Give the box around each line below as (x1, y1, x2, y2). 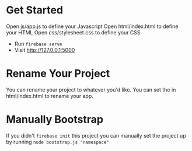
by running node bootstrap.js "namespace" (6, 138, 109, 145)
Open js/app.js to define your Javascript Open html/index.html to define (6, 23, 179, 30)
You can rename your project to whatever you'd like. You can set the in (6, 86, 176, 93)
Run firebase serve (14, 40, 62, 47)
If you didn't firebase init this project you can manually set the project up (6, 132, 186, 139)
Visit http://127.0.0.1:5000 (14, 46, 75, 53)
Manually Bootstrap (6, 113, 104, 126)
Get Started (6, 3, 63, 17)
